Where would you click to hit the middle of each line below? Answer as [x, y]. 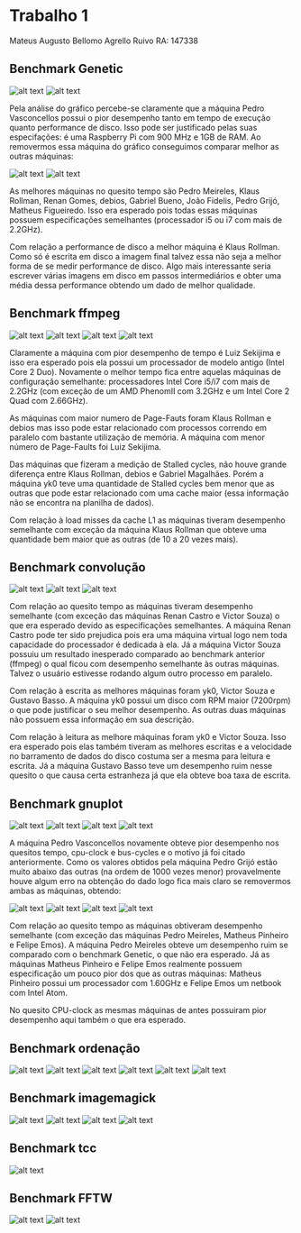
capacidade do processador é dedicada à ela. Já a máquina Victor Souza [145, 644]
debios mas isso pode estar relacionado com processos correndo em [138, 427]
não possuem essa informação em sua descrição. [102, 720]
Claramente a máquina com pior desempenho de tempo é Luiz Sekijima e [145, 352]
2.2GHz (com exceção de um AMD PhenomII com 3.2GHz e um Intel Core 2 [150, 391]
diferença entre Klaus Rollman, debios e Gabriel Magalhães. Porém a [137, 473]
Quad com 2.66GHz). [49, 400]
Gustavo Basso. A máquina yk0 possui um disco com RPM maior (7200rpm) [150, 700]
